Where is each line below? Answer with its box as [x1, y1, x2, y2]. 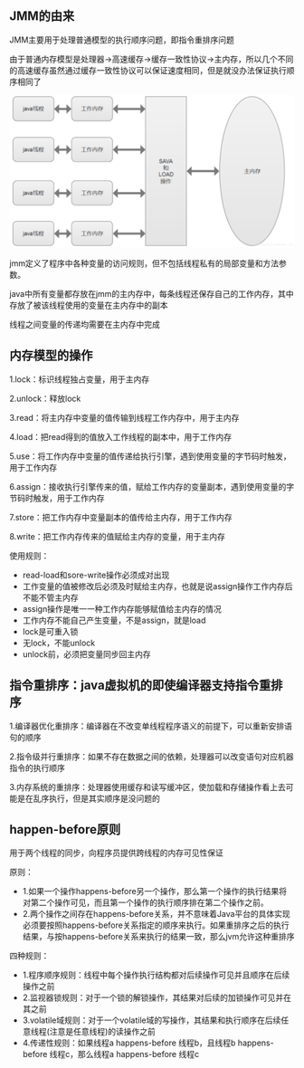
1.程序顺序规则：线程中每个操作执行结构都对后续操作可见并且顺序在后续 [22, 969, 290, 980]
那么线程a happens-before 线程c [77, 1049, 200, 1060]
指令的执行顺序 [9, 762, 65, 773]
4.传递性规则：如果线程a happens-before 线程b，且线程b [22, 1037, 236, 1048]
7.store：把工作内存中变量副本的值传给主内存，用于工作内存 [9, 511, 233, 522]
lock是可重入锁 [22, 625, 79, 636]
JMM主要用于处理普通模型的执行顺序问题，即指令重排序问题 [9, 34, 235, 45]
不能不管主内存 [22, 592, 79, 603]
